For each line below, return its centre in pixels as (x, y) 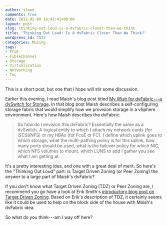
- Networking (19, 70)
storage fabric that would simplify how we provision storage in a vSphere (80, 109)
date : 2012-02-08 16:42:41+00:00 (40, 19)
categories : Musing (25, 42)
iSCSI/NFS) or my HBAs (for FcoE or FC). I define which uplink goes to (90, 135)
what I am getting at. (38, 156)
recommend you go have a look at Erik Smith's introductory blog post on (80, 191)
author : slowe (20, 10)
